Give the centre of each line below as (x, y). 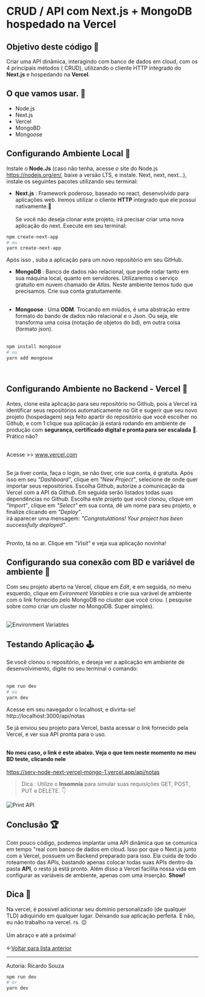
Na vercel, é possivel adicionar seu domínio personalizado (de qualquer (96, 909)
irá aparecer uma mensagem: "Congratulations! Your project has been (95, 518)
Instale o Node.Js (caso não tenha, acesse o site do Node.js (82, 168)
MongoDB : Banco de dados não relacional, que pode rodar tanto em (102, 272)
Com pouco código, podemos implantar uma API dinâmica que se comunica (102, 842)
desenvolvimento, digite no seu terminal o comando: (72, 669)
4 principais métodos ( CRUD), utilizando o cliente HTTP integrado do (94, 68)
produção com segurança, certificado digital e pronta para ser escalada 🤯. (102, 430)
